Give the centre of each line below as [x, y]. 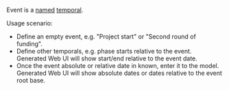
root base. [31, 80]
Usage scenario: [29, 23]
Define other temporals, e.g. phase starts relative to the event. [104, 51]
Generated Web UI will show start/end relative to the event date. [107, 58]
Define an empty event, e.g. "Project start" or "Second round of [106, 36]
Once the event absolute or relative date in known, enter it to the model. [118, 66]
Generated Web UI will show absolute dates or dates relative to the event [119, 73]
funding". [29, 44]
